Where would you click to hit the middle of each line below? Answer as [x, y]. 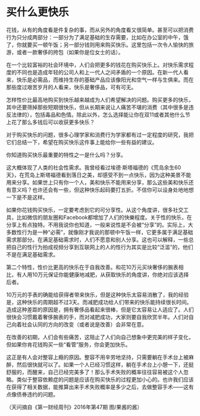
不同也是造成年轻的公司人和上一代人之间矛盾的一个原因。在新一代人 [100, 72]
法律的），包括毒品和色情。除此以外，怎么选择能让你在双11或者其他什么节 [101, 114]
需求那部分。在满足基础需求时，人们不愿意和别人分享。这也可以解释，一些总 [100, 239]
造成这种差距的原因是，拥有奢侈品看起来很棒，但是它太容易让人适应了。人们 [100, 309]
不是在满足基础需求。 [32, 254]
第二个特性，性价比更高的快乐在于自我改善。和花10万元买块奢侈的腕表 [92, 267]
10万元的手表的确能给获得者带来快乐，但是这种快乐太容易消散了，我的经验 [98, 295]
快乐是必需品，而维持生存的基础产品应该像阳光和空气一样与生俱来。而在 [105, 79]
